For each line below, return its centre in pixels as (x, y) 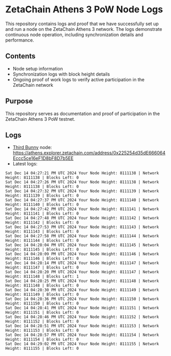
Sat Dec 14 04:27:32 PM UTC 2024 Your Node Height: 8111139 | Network (82, 191)
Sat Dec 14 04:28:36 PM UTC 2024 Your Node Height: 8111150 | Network (82, 299)
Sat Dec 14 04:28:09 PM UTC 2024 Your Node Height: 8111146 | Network (82, 254)
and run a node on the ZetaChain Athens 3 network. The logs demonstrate (84, 29)
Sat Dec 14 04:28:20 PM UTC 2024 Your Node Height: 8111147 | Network (82, 272)
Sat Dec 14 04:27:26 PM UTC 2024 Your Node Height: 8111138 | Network (82, 182)
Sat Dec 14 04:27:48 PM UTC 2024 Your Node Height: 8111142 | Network (82, 218)
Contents (20, 56)
